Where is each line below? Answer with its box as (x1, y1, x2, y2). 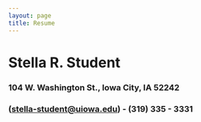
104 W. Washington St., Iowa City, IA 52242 (8, 81, 180, 92)
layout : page (8, 11, 52, 20)
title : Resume (8, 19, 56, 27)
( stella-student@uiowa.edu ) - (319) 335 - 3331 (8, 103, 194, 114)
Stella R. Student (8, 53, 121, 72)
